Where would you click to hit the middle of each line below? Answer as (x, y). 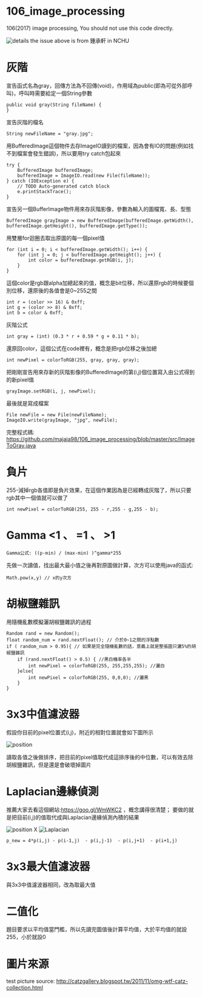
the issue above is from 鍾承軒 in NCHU (79, 40)
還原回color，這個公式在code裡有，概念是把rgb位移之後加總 (82, 348)
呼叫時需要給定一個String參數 (56, 93)
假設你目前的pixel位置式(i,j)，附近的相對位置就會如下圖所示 (80, 732)
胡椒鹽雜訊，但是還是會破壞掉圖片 (49, 765)
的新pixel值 (20, 380)
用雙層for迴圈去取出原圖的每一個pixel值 (56, 238)
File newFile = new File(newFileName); (57, 415)
